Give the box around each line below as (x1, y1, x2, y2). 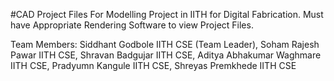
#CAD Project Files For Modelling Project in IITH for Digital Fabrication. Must (10, 9, 324, 20)
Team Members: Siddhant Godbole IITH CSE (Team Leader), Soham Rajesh (10, 39, 320, 50)
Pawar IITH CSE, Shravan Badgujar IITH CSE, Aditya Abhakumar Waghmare (10, 49, 322, 61)
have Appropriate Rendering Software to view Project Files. (10, 19, 254, 31)
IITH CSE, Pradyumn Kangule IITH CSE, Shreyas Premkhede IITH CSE (10, 60, 297, 71)
